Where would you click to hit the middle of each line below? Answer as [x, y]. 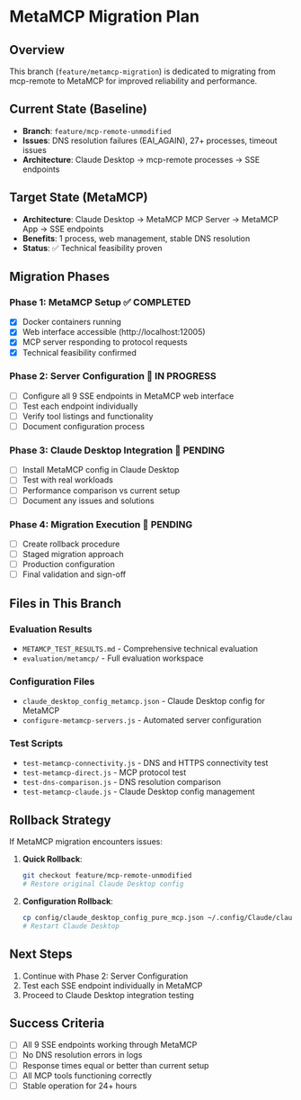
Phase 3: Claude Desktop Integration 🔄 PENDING [117, 450]
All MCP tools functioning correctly [87, 1075]
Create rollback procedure [71, 544]
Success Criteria [57, 1023]
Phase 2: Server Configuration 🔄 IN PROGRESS [113, 376]
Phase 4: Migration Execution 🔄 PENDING [101, 524]
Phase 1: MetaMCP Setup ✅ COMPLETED [100, 302]
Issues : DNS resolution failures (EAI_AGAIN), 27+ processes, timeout [150, 140]
